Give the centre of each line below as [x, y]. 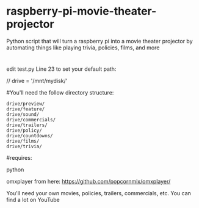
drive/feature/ [26, 109]
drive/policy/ [24, 131]
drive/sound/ [23, 115]
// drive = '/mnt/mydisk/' [37, 81]
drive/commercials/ [31, 120]
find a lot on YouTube [33, 200]
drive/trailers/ [27, 125]
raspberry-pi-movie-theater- [81, 11]
